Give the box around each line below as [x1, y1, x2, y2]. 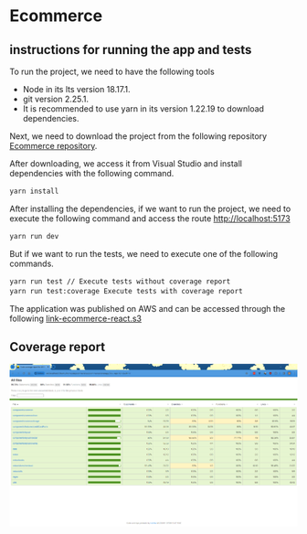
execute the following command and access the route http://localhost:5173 [9, 212, 291, 224]
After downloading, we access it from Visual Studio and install [9, 158, 242, 169]
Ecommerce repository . [9, 141, 98, 151]
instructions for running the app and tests [9, 42, 252, 58]
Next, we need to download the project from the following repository [9, 131, 268, 142]
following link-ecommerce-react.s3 [9, 313, 143, 324]
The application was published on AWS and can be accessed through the [9, 303, 286, 314]
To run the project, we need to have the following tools [9, 66, 215, 77]
